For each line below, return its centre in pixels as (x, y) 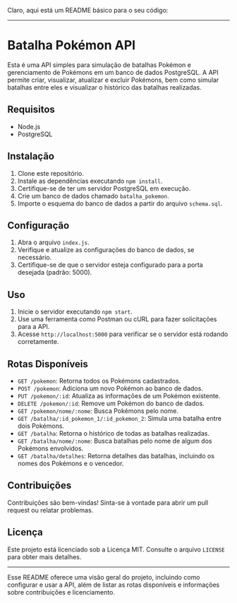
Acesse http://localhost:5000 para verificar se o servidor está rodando (123, 334)
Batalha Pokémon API (72, 46)
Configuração (38, 225)
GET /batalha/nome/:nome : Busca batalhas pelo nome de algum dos (115, 441)
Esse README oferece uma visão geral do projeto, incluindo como (104, 577)
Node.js (29, 126)
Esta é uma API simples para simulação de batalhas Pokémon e (99, 65)
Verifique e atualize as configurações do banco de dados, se (106, 250)
